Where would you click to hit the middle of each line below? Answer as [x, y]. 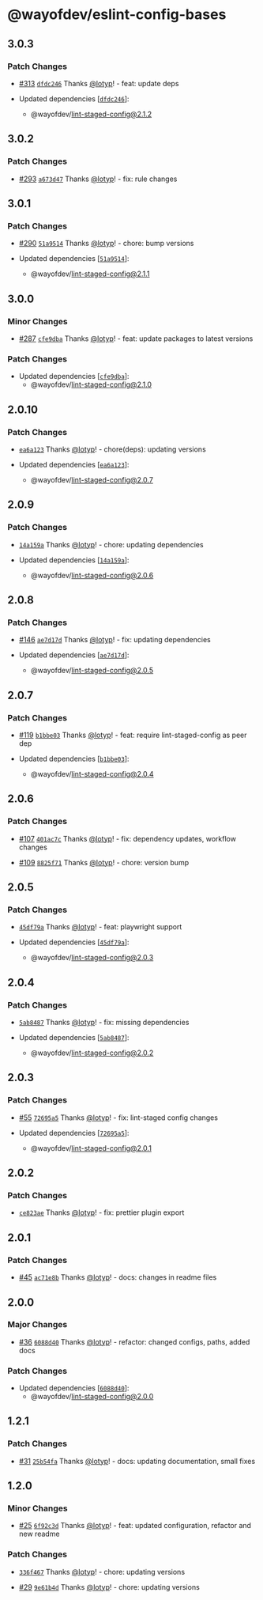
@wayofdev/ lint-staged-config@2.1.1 [90, 274]
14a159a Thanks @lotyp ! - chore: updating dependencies [111, 544]
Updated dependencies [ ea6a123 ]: [74, 464]
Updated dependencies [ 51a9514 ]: [74, 259]
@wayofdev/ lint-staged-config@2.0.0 [92, 1397]
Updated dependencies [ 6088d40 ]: [74, 1388]
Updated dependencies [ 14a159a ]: [74, 560]
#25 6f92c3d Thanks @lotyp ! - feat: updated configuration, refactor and [135, 1526]
